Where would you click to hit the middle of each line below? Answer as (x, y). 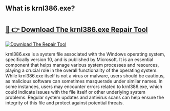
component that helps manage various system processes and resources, (82, 65)
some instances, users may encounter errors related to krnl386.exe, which (84, 87)
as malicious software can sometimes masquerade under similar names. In (84, 81)
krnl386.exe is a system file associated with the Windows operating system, (85, 54)
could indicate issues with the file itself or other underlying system (76, 92)
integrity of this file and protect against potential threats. (65, 103)
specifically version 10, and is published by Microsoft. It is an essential (79, 60)
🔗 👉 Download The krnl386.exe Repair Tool (77, 29)
